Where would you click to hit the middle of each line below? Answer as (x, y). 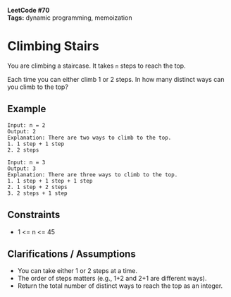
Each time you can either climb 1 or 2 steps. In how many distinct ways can (116, 79)
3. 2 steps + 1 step (38, 193)
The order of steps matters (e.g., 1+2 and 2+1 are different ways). (112, 279)
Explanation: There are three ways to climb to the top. (93, 175)
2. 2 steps (23, 150)
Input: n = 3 (26, 162)
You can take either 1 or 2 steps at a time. (77, 271)
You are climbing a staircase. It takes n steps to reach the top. (96, 66)
